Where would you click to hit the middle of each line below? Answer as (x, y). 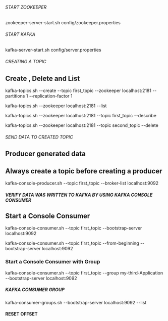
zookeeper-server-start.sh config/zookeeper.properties (63, 23)
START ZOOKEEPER (26, 7)
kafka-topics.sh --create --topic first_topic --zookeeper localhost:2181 (78, 90)
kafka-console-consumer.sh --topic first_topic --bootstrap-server (74, 228)
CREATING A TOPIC (26, 61)
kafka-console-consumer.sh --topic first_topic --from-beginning (72, 243)
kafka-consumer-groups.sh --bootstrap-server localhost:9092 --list (76, 302)
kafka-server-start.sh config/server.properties (53, 50)
